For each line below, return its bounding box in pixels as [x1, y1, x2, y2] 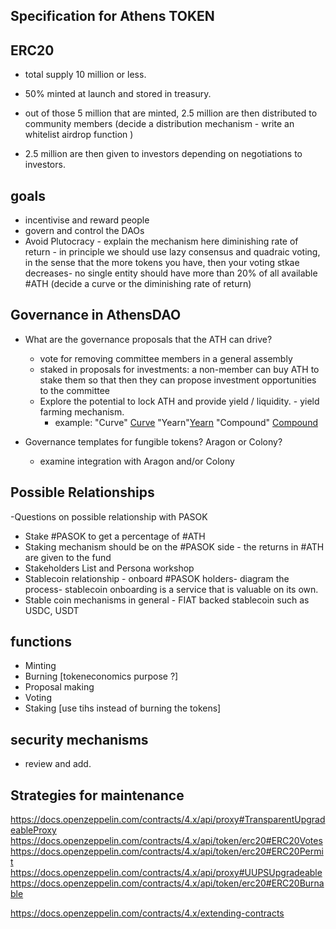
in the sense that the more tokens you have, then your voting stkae [24, 257, 300, 269]
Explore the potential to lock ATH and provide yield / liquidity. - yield [39, 395, 320, 407]
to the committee [39, 384, 110, 396]
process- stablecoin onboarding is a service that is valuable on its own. [24, 583, 319, 595]
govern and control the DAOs [24, 225, 145, 237]
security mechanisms [10, 731, 149, 748]
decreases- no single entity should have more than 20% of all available [24, 267, 318, 279]
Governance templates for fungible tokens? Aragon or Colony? [24, 435, 283, 448]
